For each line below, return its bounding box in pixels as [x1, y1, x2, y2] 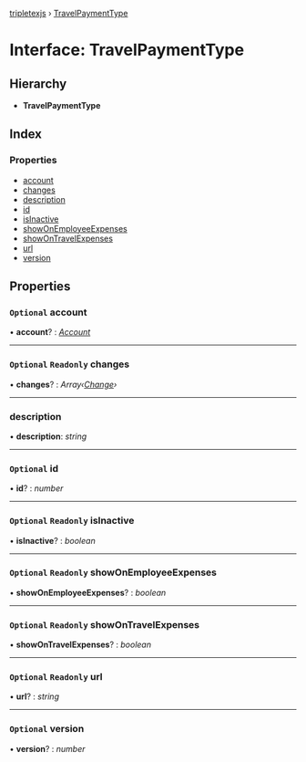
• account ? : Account [9, 327, 91, 338]
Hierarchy [9, 76, 67, 91]
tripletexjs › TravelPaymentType [9, 8, 128, 18]
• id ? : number [9, 483, 64, 494]
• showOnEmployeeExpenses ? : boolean [9, 587, 167, 598]
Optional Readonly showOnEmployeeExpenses [9, 566, 217, 579]
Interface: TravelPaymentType [9, 40, 244, 60]
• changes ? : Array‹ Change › [9, 379, 117, 390]
